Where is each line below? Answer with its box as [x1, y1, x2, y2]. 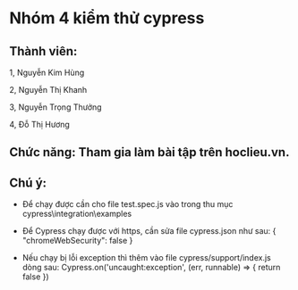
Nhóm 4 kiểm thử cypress [9, 8, 205, 29]
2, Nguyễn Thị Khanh [9, 85, 88, 95]
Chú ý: [9, 175, 47, 190]
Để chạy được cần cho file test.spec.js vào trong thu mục [21, 199, 234, 210]
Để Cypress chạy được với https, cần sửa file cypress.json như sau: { [21, 226, 277, 236]
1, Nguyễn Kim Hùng [9, 67, 85, 78]
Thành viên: [9, 44, 78, 59]
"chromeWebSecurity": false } [21, 236, 133, 246]
